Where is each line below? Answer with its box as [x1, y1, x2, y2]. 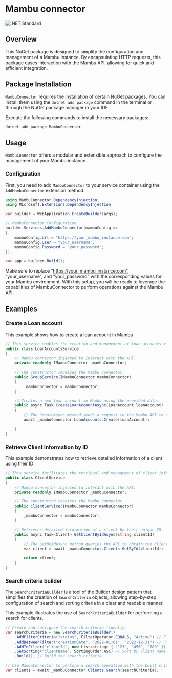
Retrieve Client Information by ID [5, 443, 88, 451]
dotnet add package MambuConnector [5, 124, 81, 129]
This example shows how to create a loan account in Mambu [5, 332, 133, 338]
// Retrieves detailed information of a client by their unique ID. [14, 527, 164, 532]
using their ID [5, 460, 34, 467]
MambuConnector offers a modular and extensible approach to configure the [5, 152, 162, 158]
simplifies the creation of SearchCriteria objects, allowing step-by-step [5, 594, 157, 600]
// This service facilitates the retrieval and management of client [5, 471, 157, 476]
